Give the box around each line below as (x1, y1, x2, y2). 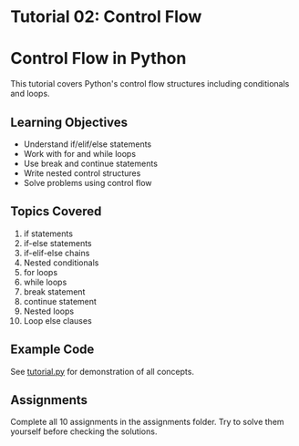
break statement (23, 285, 86, 297)
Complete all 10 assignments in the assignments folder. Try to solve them (10, 417, 285, 428)
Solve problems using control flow (23, 177, 153, 188)
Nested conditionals (23, 257, 99, 268)
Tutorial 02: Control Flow (10, 6, 202, 27)
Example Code (10, 342, 95, 358)
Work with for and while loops (23, 148, 136, 159)
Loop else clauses (23, 315, 92, 326)
